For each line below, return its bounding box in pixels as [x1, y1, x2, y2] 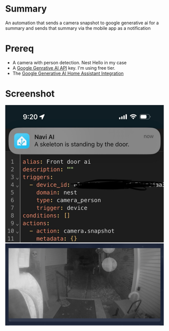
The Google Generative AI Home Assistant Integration [12, 70, 124, 76]
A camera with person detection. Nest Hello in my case [12, 59, 127, 66]
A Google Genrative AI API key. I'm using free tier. [12, 65, 116, 71]
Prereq [5, 43, 34, 55]
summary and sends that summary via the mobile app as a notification [5, 25, 151, 31]
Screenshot [5, 88, 55, 100]
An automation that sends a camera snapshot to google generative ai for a [5, 20, 159, 26]
